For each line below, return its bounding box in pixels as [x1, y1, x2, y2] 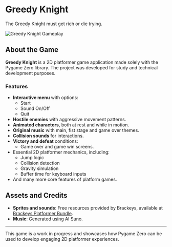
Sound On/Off [20, 105, 50, 111]
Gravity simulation [20, 165, 59, 172]
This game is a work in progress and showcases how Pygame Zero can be [5, 230, 162, 237]
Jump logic [20, 155, 45, 161]
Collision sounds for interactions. [12, 132, 84, 139]
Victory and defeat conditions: [12, 138, 78, 144]
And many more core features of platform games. [12, 176, 117, 183]
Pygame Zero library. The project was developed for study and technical [5, 64, 158, 70]
